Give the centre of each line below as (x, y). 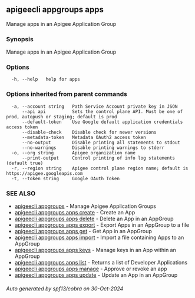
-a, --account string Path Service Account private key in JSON (95, 106)
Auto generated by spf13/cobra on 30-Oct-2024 (65, 289)
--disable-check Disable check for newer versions (89, 132)
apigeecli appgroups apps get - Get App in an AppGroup (83, 231)
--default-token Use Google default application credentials (102, 122)
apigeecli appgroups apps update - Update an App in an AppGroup (96, 275)
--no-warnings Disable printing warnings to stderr (93, 148)
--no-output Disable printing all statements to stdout (101, 143)
